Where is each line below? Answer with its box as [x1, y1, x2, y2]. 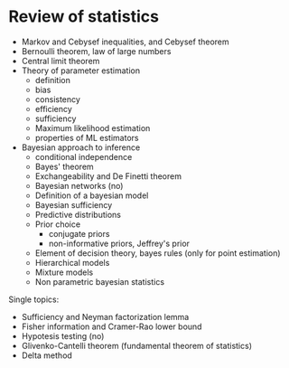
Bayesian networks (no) [34, 180, 124, 191]
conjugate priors [48, 228, 110, 239]
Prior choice [34, 219, 81, 230]
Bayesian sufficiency [34, 199, 113, 210]
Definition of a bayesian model [34, 190, 149, 201]
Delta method [21, 350, 73, 361]
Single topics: [8, 294, 60, 305]
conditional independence [34, 151, 133, 162]
